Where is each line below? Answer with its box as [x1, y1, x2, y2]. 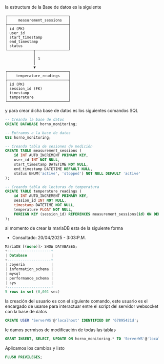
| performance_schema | [5, 276, 54, 280]
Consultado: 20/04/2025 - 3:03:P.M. [12, 235, 86, 240]
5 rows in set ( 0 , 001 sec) [5, 289, 60, 295]
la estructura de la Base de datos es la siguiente [5, 4, 102, 10]
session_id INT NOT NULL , [14, 198, 67, 203]
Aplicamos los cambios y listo [5, 345, 65, 351]
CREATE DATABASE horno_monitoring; [5, 122, 78, 127]
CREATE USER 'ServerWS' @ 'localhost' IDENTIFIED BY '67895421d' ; [5, 318, 139, 323]
